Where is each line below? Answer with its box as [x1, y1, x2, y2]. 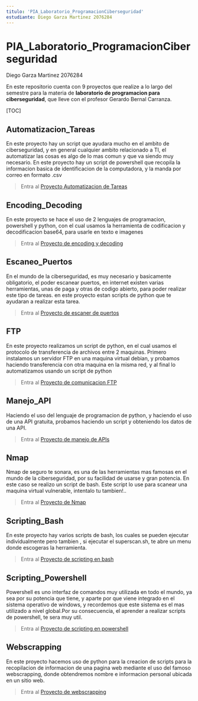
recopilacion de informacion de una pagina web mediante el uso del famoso [6, 664, 191, 671]
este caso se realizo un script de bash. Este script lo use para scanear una [6, 481, 187, 488]
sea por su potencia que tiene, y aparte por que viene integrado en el [6, 595, 175, 602]
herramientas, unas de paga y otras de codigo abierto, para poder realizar [6, 285, 187, 292]
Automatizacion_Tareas [6, 124, 96, 134]
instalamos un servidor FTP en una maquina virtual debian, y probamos [6, 354, 180, 361]
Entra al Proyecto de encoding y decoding [20, 240, 123, 247]
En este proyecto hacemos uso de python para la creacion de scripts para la [6, 658, 192, 665]
